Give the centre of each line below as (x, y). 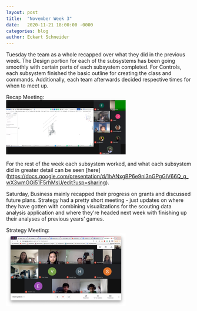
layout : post (22, 12)
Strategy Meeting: (28, 230)
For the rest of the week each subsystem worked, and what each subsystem (99, 164)
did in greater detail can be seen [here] (54, 170)
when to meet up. (27, 86)
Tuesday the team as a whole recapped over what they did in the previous (96, 55)
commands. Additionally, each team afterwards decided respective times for (98, 80)
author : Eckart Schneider (38, 37)
